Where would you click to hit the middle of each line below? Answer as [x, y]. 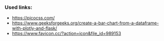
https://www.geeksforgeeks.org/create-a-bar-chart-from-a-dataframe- [85, 23]
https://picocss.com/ [33, 18]
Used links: [19, 7]
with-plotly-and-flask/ [34, 28]
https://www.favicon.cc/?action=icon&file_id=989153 [67, 34]
